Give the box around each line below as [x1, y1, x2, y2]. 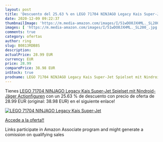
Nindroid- [136, 88, 156, 94]
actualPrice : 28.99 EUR [5, 52, 53, 57]
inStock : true [5, 70, 34, 75]
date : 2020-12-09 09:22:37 [5, 16, 60, 21]
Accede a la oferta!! [5, 117, 45, 123]
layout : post [5, 7, 32, 12]
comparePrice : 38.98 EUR [5, 66, 55, 71]
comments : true [5, 30, 36, 34]
